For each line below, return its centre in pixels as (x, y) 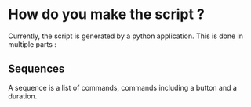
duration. (23, 96)
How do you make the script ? (107, 14)
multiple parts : (33, 44)
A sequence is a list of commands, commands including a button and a (123, 87)
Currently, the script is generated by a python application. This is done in (125, 36)
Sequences (36, 69)
